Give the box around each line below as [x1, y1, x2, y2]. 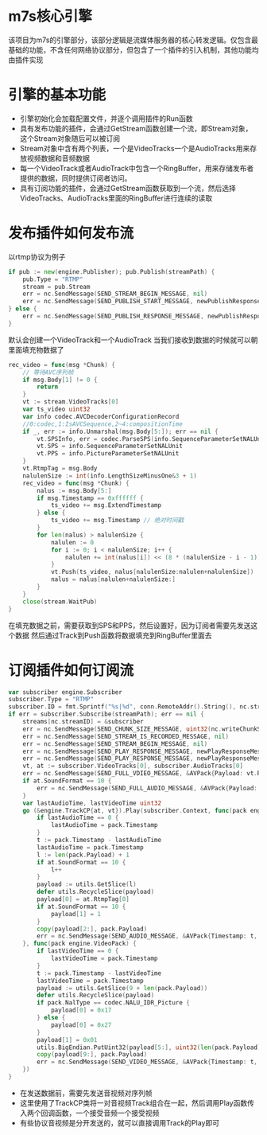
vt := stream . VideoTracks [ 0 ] [22, 398, 119, 406]
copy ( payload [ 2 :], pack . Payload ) [37, 925, 148, 933]
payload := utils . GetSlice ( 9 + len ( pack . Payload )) [37, 984, 208, 992]
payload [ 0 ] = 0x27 [50, 1020, 112, 1029]
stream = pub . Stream [22, 283, 91, 291]
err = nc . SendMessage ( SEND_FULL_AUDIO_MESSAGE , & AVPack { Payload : [37, 784, 258, 792]
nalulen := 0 [50, 538, 94, 546]
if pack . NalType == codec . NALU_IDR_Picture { [37, 999, 191, 1007]
